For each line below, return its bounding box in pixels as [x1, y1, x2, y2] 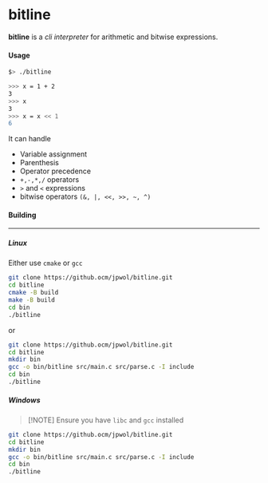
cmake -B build [8, 289, 59, 297]
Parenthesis [19, 158, 60, 168]
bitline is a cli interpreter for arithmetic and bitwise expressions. [8, 32, 219, 42]
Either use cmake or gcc [8, 258, 83, 268]
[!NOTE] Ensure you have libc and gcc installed [27, 415, 184, 425]
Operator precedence [19, 166, 92, 176]
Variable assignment [19, 149, 88, 159]
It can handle [8, 134, 52, 144]
